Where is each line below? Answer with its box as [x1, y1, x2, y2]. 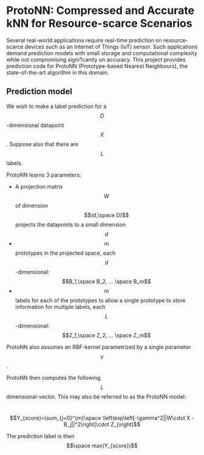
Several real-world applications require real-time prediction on [6, 36, 162, 44]
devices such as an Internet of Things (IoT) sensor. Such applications [24, 43, 198, 50]
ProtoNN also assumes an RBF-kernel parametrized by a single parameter [6, 343, 191, 351]
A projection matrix [15, 183, 63, 190]
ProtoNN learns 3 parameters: [6, 171, 81, 178]
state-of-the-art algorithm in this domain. [6, 69, 109, 76]
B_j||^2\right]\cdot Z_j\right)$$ [63, 420, 141, 428]
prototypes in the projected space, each [15, 249, 116, 257]
